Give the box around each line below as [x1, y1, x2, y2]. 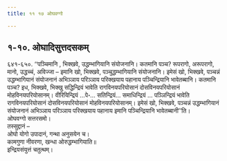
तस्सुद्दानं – [7, 122, 30, 131]
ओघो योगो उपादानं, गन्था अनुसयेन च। [7, 130, 90, 138]
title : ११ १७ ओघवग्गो [7, 10, 64, 17]
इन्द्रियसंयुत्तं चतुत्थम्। [7, 146, 53, 154]
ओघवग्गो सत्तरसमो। [7, 115, 51, 123]
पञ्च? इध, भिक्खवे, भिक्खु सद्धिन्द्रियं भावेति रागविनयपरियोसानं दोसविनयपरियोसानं [7, 84, 180, 92]
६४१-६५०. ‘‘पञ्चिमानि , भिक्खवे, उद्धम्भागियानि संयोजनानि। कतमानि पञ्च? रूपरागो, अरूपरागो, [7, 60, 215, 68]
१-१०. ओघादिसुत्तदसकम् [7, 42, 89, 54]
